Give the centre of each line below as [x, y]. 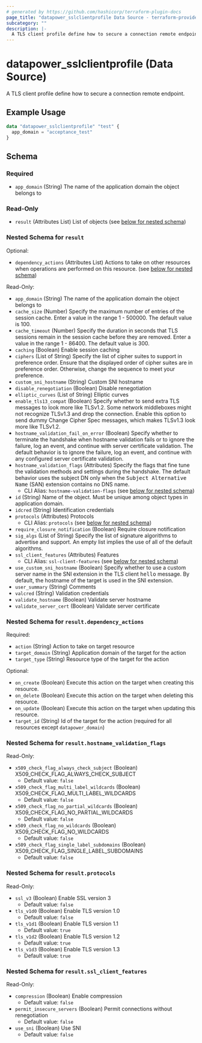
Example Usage [36, 112]
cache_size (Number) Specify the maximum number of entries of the [99, 311]
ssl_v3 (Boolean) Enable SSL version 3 [63, 898]
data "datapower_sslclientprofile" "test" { [63, 126]
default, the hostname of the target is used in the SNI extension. [94, 580]
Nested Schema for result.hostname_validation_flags [86, 743]
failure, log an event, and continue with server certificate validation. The [104, 446]
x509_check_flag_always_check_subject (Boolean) [76, 768]
